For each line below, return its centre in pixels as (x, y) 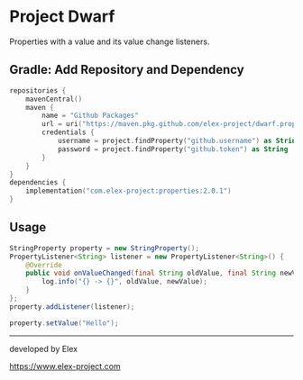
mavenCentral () (54, 99)
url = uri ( (62, 124)
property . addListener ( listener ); (72, 307)
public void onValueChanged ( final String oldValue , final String (151, 273)
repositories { (38, 90)
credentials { (68, 132)
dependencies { (38, 183)
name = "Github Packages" (91, 116)
